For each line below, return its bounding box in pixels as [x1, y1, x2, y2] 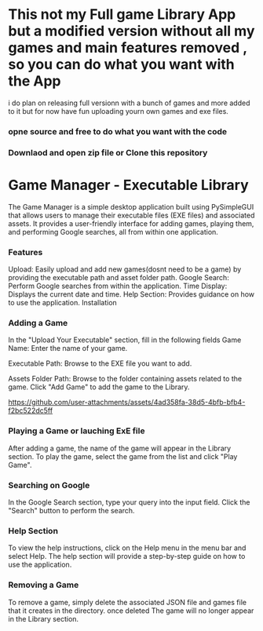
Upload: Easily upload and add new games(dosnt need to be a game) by [8, 264, 242, 274]
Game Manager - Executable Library [8, 176, 249, 194]
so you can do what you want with [8, 56, 236, 74]
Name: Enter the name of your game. [8, 344, 128, 353]
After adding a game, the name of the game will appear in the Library [8, 443, 232, 453]
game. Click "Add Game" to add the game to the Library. [8, 382, 190, 392]
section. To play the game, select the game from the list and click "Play [8, 451, 238, 461]
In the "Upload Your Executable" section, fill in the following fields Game [8, 335, 242, 345]
